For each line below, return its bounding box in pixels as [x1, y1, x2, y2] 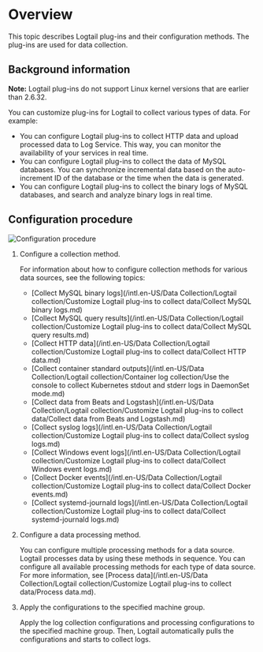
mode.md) [31, 388, 65, 398]
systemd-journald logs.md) [31, 515, 120, 524]
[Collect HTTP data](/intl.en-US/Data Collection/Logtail [31, 338, 210, 348]
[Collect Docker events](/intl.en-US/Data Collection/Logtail [31, 472, 222, 482]
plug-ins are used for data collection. [8, 39, 128, 49]
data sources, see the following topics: [19, 272, 146, 282]
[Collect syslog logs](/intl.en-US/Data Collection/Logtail [31, 422, 213, 432]
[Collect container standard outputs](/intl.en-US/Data [31, 363, 205, 373]
